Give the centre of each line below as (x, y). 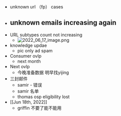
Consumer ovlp (26, 56)
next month (29, 61)
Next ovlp (20, 66)
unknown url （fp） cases (36, 7)
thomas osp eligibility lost (43, 97)
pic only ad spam (35, 50)
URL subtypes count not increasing (46, 35)
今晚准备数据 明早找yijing (43, 72)
